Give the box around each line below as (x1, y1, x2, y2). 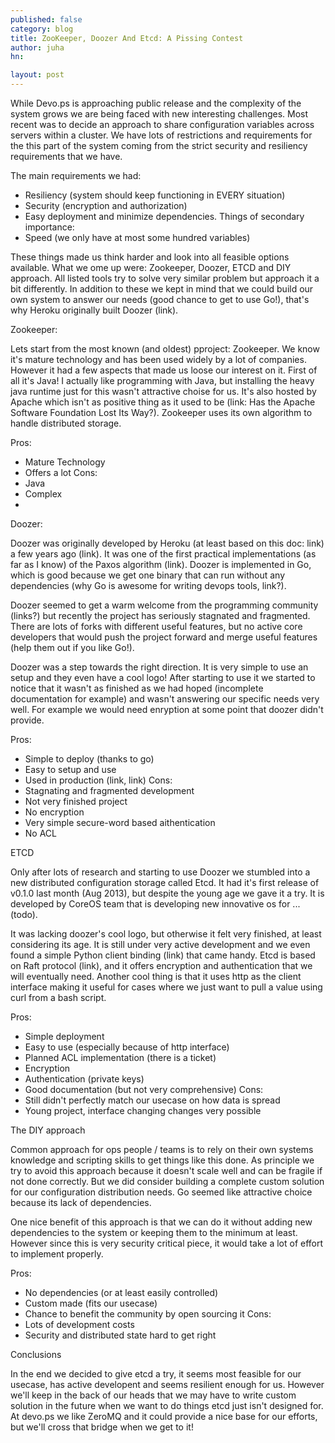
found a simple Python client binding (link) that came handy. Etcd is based (10, 949, 316, 961)
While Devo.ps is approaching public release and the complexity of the (10, 97, 302, 109)
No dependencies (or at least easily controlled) (24, 1287, 219, 1298)
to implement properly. (10, 1248, 104, 1260)
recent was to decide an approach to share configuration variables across (10, 119, 315, 130)
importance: (24, 221, 75, 233)
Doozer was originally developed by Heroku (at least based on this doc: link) (10, 537, 325, 549)
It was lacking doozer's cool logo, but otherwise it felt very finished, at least (10, 928, 322, 940)
